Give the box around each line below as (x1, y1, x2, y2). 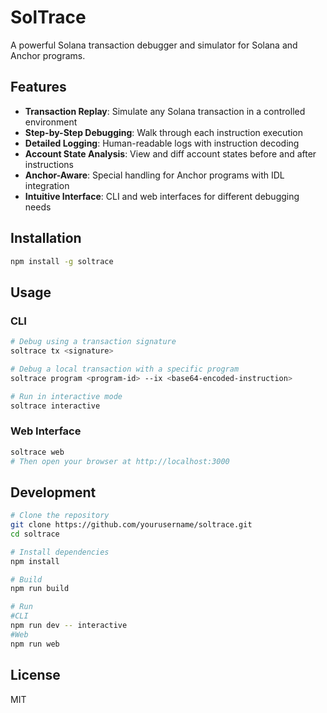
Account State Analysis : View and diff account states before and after (24, 147, 317, 160)
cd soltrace (10, 529, 60, 539)
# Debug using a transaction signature (10, 337, 177, 347)
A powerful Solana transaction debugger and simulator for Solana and (10, 39, 298, 51)
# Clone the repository (10, 511, 110, 521)
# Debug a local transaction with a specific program (10, 364, 240, 374)
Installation (10, 230, 82, 247)
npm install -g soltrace (10, 256, 114, 266)
